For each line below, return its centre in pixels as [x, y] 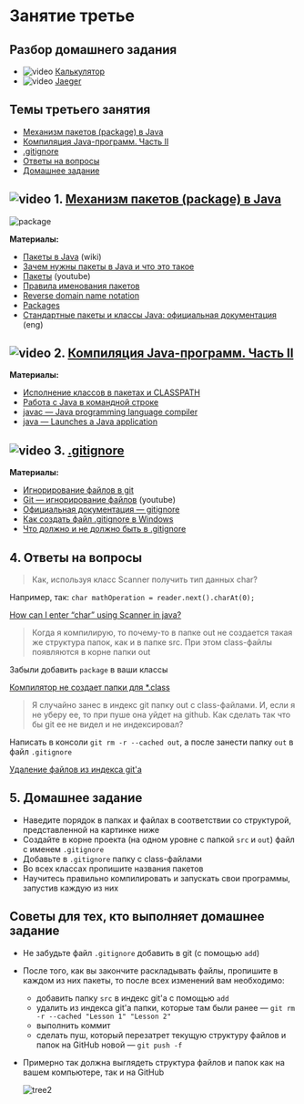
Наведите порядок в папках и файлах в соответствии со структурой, [157, 820]
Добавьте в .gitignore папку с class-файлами [112, 859]
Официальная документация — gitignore [101, 510]
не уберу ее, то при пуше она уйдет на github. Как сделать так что [161, 715]
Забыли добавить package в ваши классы [89, 670]
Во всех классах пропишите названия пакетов [113, 869]
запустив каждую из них [71, 888]
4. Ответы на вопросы [76, 557]
